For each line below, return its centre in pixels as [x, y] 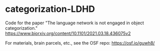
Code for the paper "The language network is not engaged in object [75, 23]
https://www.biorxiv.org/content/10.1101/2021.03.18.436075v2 [68, 33]
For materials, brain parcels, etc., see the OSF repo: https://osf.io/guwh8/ [80, 43]
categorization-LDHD [50, 9]
